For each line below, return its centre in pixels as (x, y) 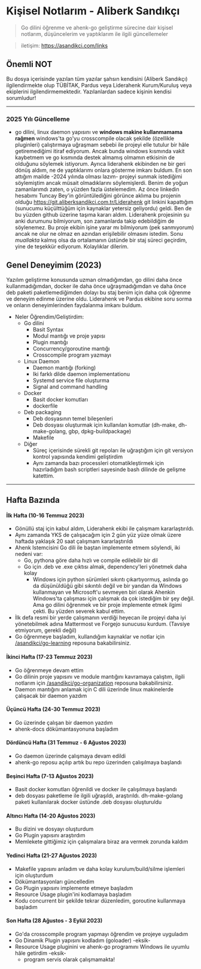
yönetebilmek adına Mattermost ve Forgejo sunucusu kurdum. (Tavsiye (102, 624)
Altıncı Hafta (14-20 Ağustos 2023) (51, 816)
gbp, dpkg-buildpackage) (100, 431)
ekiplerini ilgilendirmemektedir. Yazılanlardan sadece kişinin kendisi (89, 92)
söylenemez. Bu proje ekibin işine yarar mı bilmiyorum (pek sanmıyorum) (104, 227)
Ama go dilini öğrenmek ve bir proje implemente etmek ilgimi (107, 605)
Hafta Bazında (33, 500)
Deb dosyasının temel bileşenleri (73, 418)
